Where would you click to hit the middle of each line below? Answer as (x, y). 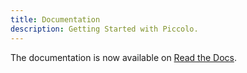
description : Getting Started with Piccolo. (104, 29)
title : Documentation (55, 19)
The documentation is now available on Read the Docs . (123, 57)
